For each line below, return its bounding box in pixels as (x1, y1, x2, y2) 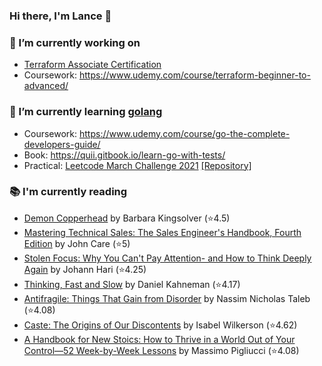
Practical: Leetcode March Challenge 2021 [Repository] (23, 159, 252, 171)
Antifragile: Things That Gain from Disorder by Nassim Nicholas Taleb (23, 292, 311, 304)
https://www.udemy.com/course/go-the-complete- (79, 127, 291, 139)
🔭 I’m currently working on (9, 35, 141, 49)
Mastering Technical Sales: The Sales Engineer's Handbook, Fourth (23, 226, 302, 238)
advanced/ (23, 80, 69, 92)
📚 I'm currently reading (9, 185, 128, 199)
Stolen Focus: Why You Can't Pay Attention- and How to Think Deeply (23, 252, 312, 264)
